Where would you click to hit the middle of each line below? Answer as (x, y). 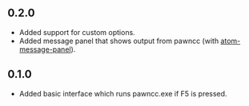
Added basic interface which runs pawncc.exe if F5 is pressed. (123, 93)
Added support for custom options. (77, 32)
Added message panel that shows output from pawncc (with (119, 41)
